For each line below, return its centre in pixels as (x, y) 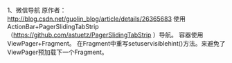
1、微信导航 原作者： (37, 10)
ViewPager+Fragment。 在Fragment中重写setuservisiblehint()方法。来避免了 (116, 43)
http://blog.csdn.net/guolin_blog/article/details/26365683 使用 (96, 19)
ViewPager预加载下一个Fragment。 (58, 52)
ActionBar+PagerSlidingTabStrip (53, 27)
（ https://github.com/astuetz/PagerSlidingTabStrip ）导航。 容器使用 (105, 35)
